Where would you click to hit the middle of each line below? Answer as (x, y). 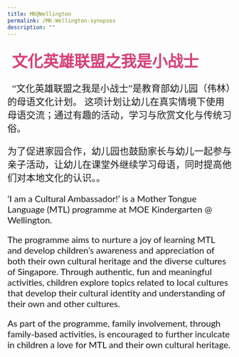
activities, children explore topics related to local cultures (118, 283)
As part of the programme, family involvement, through (114, 324)
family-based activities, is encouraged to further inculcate (119, 334)
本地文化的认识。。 (66, 178)
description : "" (31, 27)
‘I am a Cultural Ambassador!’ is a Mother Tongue (102, 199)
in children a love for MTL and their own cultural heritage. (119, 345)
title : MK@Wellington (39, 14)
